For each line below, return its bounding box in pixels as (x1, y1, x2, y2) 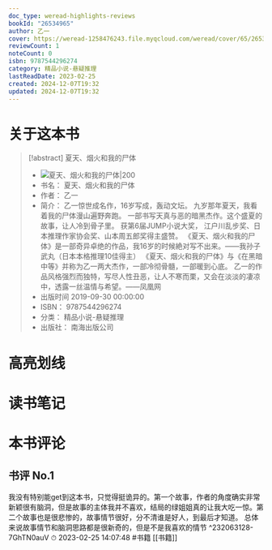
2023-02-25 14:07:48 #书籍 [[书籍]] (57, 532, 178, 542)
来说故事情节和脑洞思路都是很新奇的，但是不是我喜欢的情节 (8, 522, 207, 532)
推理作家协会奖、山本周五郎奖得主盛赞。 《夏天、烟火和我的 (47, 231, 249, 241)
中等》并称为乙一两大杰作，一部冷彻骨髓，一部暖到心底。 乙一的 (40, 261, 256, 272)
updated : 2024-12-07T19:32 (8, 87, 100, 96)
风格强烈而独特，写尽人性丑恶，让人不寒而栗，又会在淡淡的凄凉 (47, 272, 261, 281)
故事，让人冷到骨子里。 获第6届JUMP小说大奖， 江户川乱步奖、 (40, 221, 254, 231)
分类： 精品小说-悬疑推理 (40, 312, 124, 322)
